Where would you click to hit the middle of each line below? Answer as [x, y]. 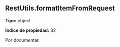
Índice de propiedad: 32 [31, 30]
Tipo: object [18, 20]
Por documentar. [23, 40]
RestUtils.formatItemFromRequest [60, 8]
